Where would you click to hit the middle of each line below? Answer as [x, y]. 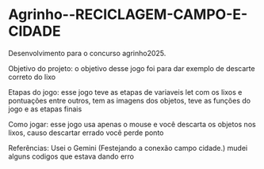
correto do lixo [32, 77]
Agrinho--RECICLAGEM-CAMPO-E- [128, 15]
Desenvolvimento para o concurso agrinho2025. [87, 53]
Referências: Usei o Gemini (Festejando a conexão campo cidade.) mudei [128, 148]
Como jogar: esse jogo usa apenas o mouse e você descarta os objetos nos [132, 124]
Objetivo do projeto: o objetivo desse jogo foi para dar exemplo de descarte [132, 68]
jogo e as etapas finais [45, 109]
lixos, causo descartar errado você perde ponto [86, 133]
